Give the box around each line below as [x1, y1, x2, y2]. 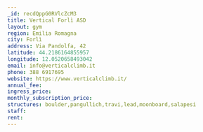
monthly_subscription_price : [7, 95, 93, 102]
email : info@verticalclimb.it [7, 62, 96, 69]
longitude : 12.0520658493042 [7, 56, 93, 63]
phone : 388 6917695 [7, 68, 65, 75]
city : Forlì [7, 36, 42, 43]
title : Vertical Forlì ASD [7, 17, 86, 24]
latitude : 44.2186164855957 [7, 50, 90, 57]
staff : [7, 108, 27, 115]
